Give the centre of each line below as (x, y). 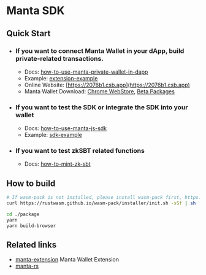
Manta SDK (36, 11)
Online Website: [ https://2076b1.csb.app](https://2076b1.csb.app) (107, 85)
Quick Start (29, 33)
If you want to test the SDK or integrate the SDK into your (101, 107)
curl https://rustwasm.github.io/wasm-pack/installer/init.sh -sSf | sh (101, 203)
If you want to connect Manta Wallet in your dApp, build (100, 51)
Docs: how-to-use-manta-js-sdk (66, 128)
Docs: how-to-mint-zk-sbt (57, 164)
